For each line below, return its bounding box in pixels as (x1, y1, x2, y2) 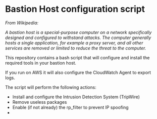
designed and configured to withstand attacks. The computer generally (5, 35, 152, 40)
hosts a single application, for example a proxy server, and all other (5, 40, 144, 45)
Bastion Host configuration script (5, 3, 145, 15)
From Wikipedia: (5, 20, 39, 26)
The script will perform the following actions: (5, 84, 97, 90)
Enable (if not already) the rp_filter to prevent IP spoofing (12, 104, 129, 110)
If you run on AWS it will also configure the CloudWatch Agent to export (5, 69, 151, 75)
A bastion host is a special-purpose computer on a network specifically (5, 29, 152, 35)
